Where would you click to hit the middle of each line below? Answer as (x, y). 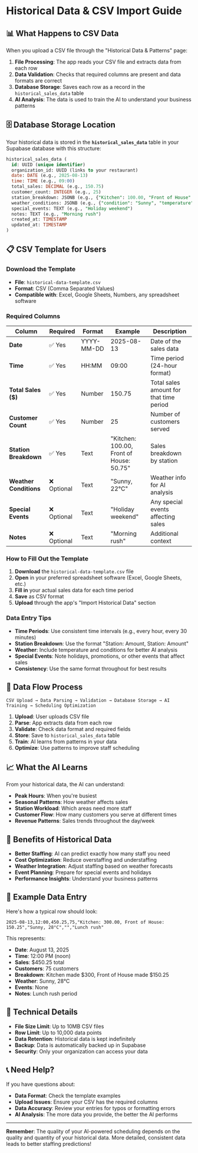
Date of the (166, 341)
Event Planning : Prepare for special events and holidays (83, 872)
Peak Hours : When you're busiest (56, 796)
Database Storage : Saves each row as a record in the (80, 87)
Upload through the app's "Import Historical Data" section (85, 603)
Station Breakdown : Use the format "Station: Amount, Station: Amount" (101, 643)
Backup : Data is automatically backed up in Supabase (80, 1045)
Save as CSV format (39, 597)
